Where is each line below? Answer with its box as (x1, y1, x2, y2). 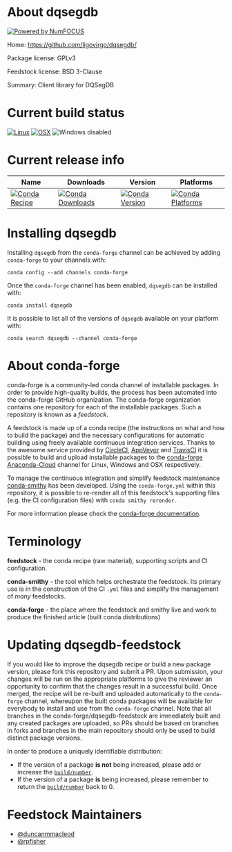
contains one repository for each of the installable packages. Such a (7, 402, 202, 411)
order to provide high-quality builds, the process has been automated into (7, 388, 217, 396)
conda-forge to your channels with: (7, 256, 106, 264)
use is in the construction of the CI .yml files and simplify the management (7, 585, 219, 593)
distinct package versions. (7, 734, 82, 742)
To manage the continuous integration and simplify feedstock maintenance (7, 474, 220, 482)
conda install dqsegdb (7, 302, 72, 309)
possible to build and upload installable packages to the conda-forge (7, 453, 203, 461)
